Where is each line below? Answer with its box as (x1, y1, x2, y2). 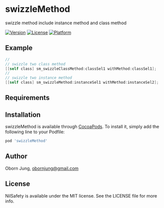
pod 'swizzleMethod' (5, 139, 48, 144)
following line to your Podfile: (5, 129, 65, 135)
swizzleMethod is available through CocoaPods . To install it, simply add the (5, 124, 160, 130)
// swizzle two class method (5, 61, 66, 66)
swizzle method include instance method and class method (5, 20, 127, 26)
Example (5, 44, 33, 52)
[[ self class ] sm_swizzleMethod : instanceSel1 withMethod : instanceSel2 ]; (5, 80, 159, 85)
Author (5, 152, 27, 160)
